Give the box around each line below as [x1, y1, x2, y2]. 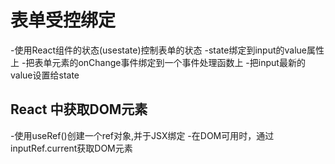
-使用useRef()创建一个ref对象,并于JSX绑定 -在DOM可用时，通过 [10, 129, 275, 141]
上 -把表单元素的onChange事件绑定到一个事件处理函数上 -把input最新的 [10, 56, 306, 68]
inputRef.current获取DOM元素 [10, 142, 133, 154]
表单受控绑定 [10, 9, 117, 32]
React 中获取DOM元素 [10, 101, 148, 118]
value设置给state [10, 69, 80, 81]
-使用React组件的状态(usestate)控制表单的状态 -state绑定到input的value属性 [10, 44, 325, 56]
